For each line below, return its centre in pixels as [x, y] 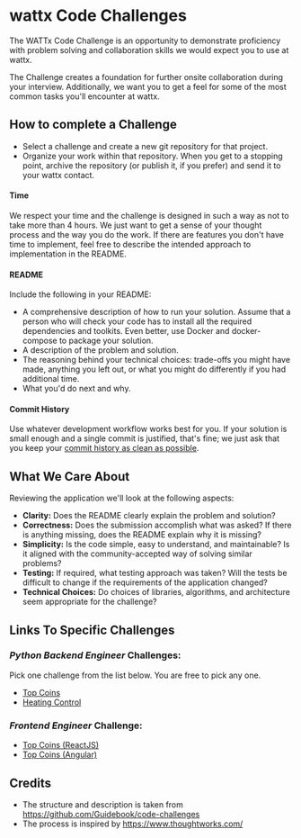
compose [40, 341]
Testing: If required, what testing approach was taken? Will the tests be [155, 573]
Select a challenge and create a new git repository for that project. [145, 146]
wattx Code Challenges [98, 16]
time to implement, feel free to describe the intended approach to [130, 244]
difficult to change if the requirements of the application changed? [145, 582]
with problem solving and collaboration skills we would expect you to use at [149, 50]
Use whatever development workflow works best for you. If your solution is [148, 429]
